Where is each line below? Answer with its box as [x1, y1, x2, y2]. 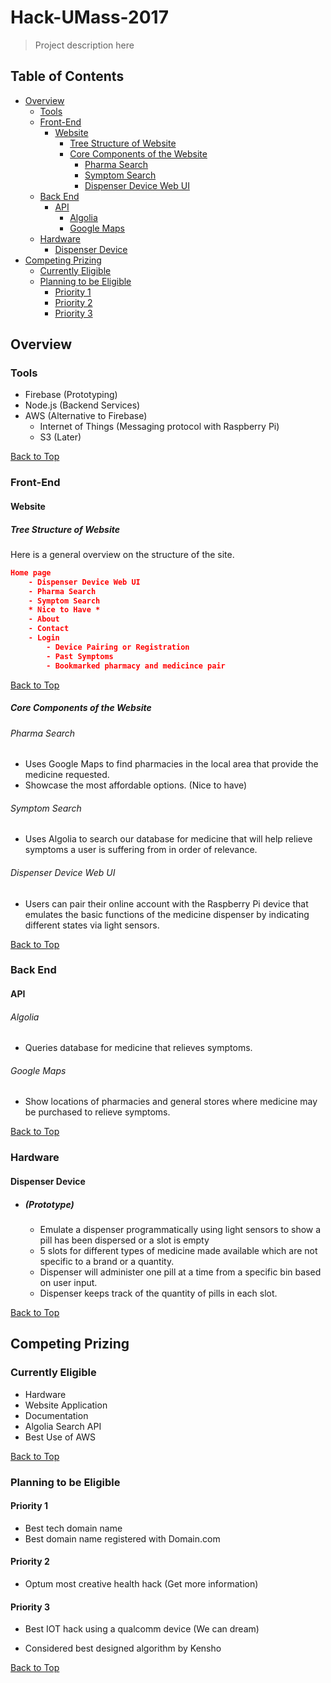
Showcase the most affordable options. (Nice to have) [24, 779, 248, 791]
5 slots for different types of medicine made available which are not [39, 1244, 318, 1256]
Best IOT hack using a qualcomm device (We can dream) [24, 1623, 260, 1635]
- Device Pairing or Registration [46, 642, 190, 652]
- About [28, 614, 60, 625]
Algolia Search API [24, 1420, 102, 1432]
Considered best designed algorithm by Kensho [24, 1642, 222, 1655]
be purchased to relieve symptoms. [24, 1106, 171, 1118]
